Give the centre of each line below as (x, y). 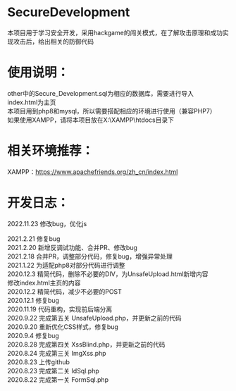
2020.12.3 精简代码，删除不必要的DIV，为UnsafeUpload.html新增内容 (108, 274)
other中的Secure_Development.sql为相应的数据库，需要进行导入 (100, 93)
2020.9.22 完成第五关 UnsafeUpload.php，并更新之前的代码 (94, 318)
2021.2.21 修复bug (34, 238)
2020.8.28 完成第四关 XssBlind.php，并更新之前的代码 (86, 344)
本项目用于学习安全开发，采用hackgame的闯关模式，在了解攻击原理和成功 (115, 32)
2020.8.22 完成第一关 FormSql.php (58, 379)
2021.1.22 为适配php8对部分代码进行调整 (66, 265)
